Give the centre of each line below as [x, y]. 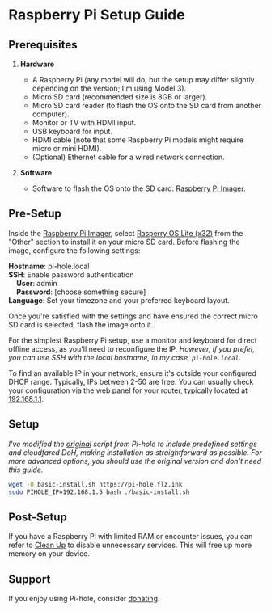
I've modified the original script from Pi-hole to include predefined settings [133, 444]
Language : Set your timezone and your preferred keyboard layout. [119, 300]
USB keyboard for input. [72, 131]
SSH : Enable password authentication [71, 274]
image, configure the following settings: [74, 250]
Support [30, 579]
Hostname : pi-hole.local [49, 266]
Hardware [37, 64]
